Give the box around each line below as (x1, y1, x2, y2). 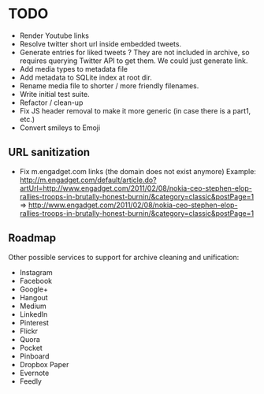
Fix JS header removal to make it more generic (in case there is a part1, (19, 106, 251, 115)
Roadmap (8, 232, 57, 245)
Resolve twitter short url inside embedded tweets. (19, 39, 182, 48)
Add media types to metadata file (19, 64, 128, 73)
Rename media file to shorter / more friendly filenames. (19, 80, 199, 91)
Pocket (19, 343, 43, 352)
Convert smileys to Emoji (19, 123, 101, 132)
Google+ (19, 284, 49, 294)
